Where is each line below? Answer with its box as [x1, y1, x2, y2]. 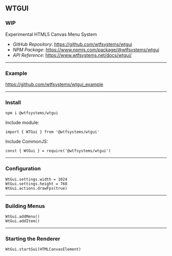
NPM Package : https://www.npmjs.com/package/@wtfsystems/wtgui [12, 46, 160, 53]
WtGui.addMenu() [5, 214, 40, 219]
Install [5, 99, 21, 106]
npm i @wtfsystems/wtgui [5, 110, 58, 116]
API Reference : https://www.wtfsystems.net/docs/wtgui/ [12, 52, 132, 58]
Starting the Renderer [5, 235, 60, 242]
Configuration [5, 165, 41, 172]
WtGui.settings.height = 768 [5, 181, 68, 186]
